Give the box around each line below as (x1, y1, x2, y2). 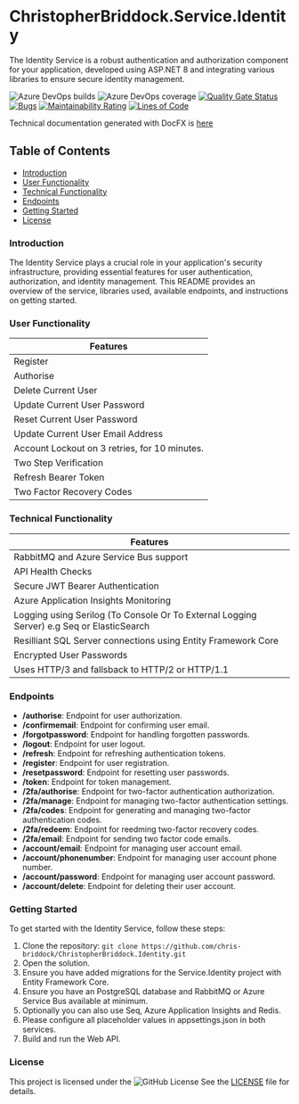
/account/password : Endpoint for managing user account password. (21, 871, 276, 882)
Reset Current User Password (13, 413, 138, 425)
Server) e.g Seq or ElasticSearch (13, 620, 150, 632)
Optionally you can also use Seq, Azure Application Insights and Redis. (21, 1005, 282, 1016)
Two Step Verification (13, 457, 104, 469)
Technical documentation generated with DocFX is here (9, 118, 214, 128)
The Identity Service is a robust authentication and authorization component (9, 54, 289, 65)
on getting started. (9, 295, 77, 306)
